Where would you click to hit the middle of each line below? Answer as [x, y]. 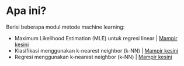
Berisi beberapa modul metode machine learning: [65, 27]
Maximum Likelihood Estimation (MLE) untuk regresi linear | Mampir [96, 38]
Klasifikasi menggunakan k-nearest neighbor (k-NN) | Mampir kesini [96, 50]
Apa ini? [26, 11]
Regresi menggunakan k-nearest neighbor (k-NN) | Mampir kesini [93, 57]
